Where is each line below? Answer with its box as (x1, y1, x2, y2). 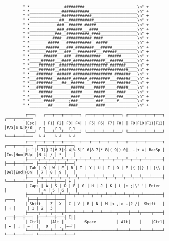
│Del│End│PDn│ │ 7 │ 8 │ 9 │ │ (4, 170, 76, 175)
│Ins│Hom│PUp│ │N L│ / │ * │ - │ (4, 152, 76, 157)
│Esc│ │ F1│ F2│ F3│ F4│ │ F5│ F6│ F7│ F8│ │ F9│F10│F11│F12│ (25, 121, 165, 126)
